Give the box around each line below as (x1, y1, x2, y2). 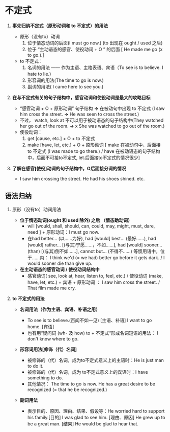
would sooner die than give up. (27, 260, 93, 266)
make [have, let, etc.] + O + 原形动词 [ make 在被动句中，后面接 (27, 142, 161, 148)
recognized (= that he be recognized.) (27, 386, 107, 393)
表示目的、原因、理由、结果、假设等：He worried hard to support (27, 407, 165, 414)
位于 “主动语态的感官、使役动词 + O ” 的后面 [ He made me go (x (27, 46, 163, 52)
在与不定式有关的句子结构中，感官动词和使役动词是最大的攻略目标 (12, 94, 151, 100)
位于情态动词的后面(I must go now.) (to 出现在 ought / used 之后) (27, 39, 163, 46)
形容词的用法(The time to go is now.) (27, 77, 104, 83)
